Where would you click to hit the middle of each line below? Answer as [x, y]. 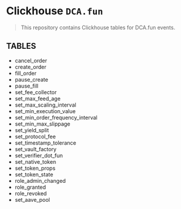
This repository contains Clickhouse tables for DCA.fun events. [98, 27]
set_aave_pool [32, 199]
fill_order [26, 73]
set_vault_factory [35, 149]
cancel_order [31, 60]
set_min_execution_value [45, 111]
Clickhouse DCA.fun [54, 11]
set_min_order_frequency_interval [56, 117]
